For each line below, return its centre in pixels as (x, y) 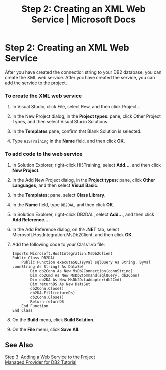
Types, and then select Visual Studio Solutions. (60, 122)
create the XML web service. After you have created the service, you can (80, 77)
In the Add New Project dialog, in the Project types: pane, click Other (83, 180)
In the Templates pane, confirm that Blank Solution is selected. (77, 131)
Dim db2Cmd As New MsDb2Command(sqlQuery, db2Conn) (85, 275)
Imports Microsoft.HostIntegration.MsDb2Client (62, 253)
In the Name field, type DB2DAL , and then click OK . (63, 204)
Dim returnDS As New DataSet (61, 284)
